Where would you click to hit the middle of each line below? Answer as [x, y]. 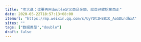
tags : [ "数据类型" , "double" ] [33, 28]
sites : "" [15, 23]
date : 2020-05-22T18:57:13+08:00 [39, 14]
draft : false [18, 32]
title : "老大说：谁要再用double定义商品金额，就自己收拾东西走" [63, 9]
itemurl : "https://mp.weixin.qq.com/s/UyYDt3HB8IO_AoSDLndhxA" [71, 18]
